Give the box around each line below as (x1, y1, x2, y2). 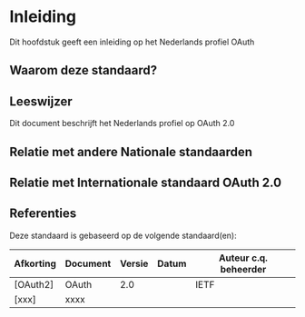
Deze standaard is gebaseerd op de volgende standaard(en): (9, 230, 238, 241)
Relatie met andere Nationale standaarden (9, 144, 252, 160)
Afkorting (14, 257, 56, 270)
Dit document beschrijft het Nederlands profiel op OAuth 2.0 (9, 118, 235, 129)
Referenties (9, 206, 77, 222)
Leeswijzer (9, 94, 73, 109)
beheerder (220, 263, 267, 275)
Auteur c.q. (218, 252, 268, 264)
